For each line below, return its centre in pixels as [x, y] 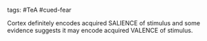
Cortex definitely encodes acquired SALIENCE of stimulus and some [104, 23]
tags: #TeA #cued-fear [40, 10]
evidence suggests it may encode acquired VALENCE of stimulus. [100, 30]
